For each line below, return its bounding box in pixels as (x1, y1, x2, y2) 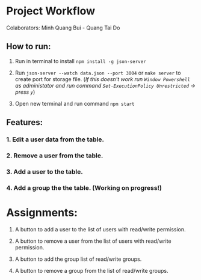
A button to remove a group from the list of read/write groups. (14, 267, 169, 274)
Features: (6, 117, 43, 127)
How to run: (6, 41, 51, 52)
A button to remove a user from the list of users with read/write (14, 237, 172, 245)
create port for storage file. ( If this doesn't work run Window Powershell (14, 75, 191, 82)
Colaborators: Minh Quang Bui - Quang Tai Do (6, 24, 120, 31)
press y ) (14, 88, 36, 96)
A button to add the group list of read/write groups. (14, 255, 142, 263)
